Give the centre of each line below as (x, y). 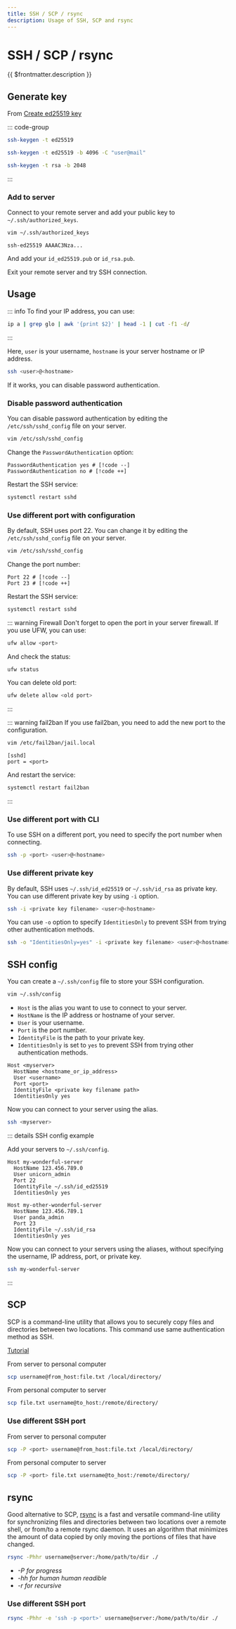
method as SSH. (31, 1337)
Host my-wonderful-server (45, 1162)
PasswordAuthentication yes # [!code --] (69, 465)
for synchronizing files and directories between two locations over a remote (117, 1522)
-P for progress (40, 1571)
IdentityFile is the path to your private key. (81, 1037)
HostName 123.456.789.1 (48, 1211)
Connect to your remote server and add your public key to (91, 212)
